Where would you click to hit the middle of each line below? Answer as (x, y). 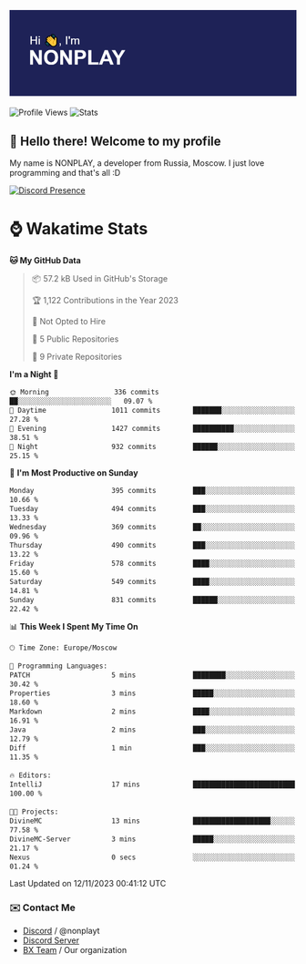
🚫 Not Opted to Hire (69, 321)
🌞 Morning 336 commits (84, 392)
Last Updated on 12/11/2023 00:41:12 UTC (88, 883)
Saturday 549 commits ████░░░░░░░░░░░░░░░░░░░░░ (153, 581)
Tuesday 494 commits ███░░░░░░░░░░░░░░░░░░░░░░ (153, 508)
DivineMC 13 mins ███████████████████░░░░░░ (153, 821)
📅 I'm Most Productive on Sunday (74, 472)
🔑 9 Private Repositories (77, 356)
